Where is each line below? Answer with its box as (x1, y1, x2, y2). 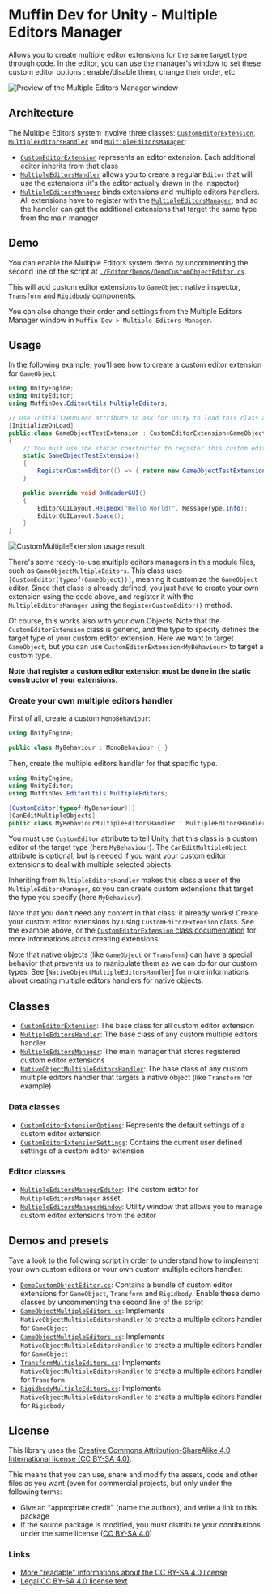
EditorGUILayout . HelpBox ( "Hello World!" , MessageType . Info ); (37, 504, 249, 512)
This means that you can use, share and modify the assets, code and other (8, 1470, 258, 1480)
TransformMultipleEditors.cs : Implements (19, 1357, 162, 1367)
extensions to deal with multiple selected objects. (8, 859, 173, 869)
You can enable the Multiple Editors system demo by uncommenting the (8, 257, 249, 267)
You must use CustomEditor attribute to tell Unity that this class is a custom (8, 834, 257, 843)
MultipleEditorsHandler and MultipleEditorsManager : (8, 136, 187, 146)
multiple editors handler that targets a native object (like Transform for (19, 1073, 253, 1083)
